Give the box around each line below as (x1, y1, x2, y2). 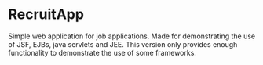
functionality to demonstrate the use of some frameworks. (8, 48, 196, 57)
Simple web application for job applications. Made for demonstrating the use (8, 31, 256, 41)
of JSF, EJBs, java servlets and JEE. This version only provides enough (8, 39, 238, 49)
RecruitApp (8, 5, 85, 23)
